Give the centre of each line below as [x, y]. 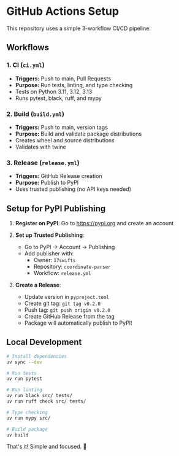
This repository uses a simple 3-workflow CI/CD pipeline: [79, 28]
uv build [17, 435]
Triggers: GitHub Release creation [59, 176]
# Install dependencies [37, 356]
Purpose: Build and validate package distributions [78, 134]
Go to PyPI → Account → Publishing [70, 247]
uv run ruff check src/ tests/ [46, 401]
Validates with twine [40, 147]
